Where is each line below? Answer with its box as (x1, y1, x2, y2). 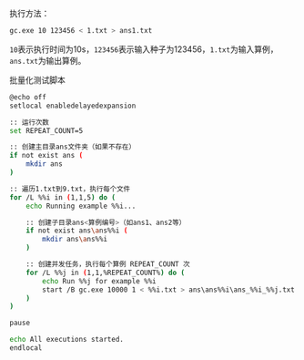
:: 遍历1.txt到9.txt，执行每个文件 (9, 184, 130, 193)
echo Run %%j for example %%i (42, 276, 157, 285)
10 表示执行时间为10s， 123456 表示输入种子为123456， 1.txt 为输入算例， (9, 44, 279, 55)
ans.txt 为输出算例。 (9, 55, 86, 66)
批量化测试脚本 (9, 74, 66, 85)
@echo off (9, 92, 47, 102)
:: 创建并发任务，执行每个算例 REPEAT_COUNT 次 (25, 260, 190, 269)
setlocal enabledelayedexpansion (9, 101, 137, 110)
